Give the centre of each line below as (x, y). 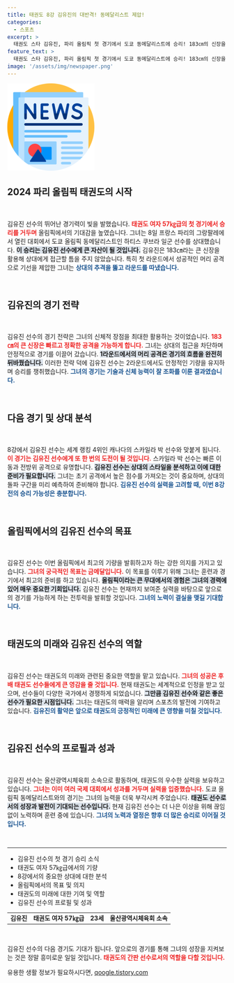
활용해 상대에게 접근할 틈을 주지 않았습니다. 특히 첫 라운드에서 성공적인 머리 (109, 259)
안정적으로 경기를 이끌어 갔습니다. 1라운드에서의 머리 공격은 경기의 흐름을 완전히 (115, 354)
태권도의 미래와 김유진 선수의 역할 (75, 644)
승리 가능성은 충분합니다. (53, 493)
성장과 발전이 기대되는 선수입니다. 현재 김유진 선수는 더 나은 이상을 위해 (116, 806)
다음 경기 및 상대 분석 (49, 418)
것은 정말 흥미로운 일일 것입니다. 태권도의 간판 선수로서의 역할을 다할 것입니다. (119, 957)
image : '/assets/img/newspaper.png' (60, 66)
